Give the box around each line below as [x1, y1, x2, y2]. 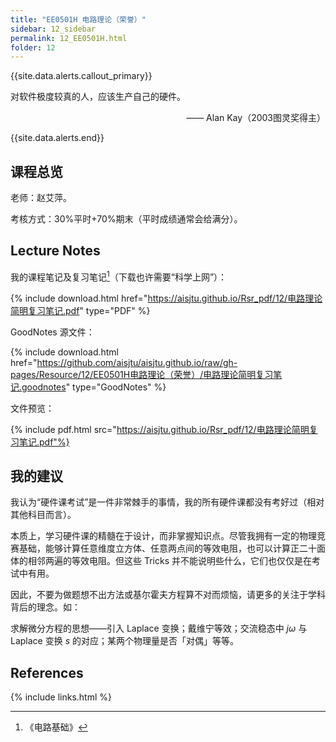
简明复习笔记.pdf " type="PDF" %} [10, 304, 151, 316]
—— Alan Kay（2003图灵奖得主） [186, 112, 326, 124]
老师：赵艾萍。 [10, 192, 72, 204]
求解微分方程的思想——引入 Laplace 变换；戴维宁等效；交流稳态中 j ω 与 [10, 622, 308, 635]
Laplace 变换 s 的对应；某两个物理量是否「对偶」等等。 [10, 635, 239, 647]
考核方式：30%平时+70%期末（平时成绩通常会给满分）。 [10, 213, 243, 225]
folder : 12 [10, 42, 56, 53]
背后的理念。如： [10, 601, 81, 613]
